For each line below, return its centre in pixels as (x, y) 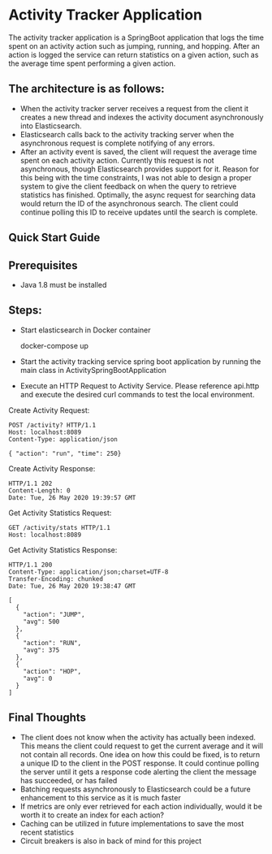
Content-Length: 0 (39, 490)
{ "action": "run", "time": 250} (65, 453)
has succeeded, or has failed (69, 780)
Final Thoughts (47, 718)
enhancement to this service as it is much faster (100, 797)
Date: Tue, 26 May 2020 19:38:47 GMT (72, 586)
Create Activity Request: (49, 410)
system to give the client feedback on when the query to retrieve (128, 186)
